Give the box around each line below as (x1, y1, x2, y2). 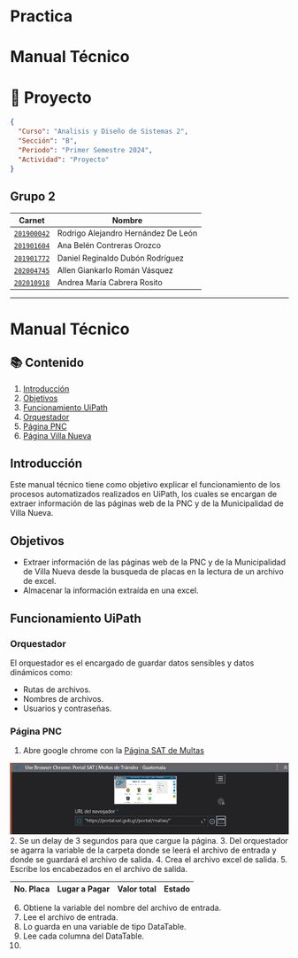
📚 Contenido (10, 355, 85, 370)
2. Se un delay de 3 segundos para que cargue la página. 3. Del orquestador (10, 836, 288, 846)
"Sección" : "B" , (18, 136, 78, 145)
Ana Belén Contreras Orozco (57, 240, 162, 251)
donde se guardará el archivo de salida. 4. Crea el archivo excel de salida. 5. (10, 854, 288, 865)
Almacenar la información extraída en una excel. (22, 585, 199, 596)
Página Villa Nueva (22, 430, 92, 440)
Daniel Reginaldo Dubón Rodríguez (57, 253, 185, 263)
